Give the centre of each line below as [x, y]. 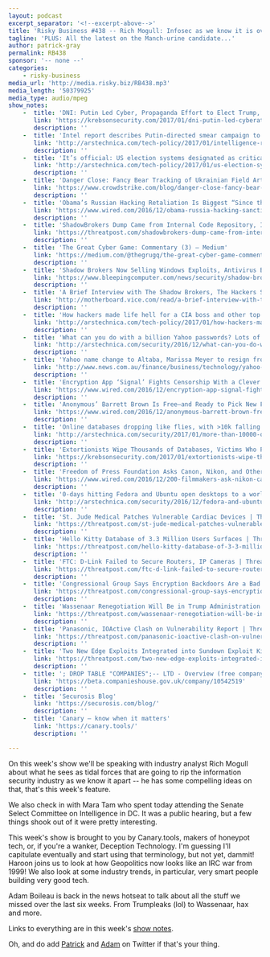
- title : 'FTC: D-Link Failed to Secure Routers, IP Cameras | [133, 561]
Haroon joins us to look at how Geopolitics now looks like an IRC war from [131, 863]
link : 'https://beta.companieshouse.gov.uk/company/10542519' [140, 681]
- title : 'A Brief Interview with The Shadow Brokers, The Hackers [140, 293]
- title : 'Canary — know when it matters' [97, 719]
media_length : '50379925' [51, 90]
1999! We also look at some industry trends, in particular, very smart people [133, 871]
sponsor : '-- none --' [46, 61]
